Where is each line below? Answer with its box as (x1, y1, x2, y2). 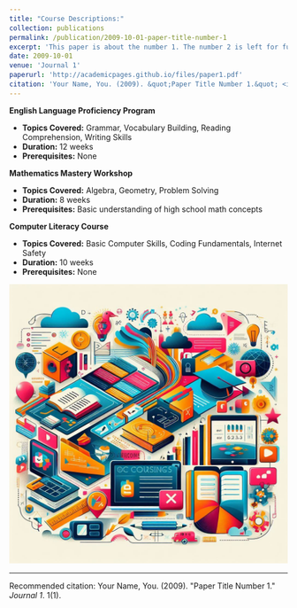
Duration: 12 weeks (21, 141, 94, 152)
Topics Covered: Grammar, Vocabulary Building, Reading (21, 122, 232, 133)
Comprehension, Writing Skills (21, 131, 133, 142)
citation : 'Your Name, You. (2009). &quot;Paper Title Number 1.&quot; (9, 80, 278, 89)
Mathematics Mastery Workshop (9, 168, 133, 178)
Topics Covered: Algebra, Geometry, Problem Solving (21, 184, 219, 195)
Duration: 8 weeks (21, 194, 91, 205)
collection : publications (9, 23, 104, 33)
